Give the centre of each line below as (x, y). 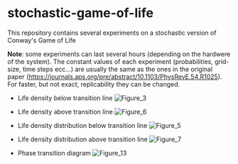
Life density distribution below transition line (82, 125)
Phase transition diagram (54, 153)
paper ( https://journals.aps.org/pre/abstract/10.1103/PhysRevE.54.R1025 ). (115, 77)
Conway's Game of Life (42, 40)
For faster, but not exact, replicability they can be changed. (94, 84)
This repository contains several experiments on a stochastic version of (112, 33)
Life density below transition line (65, 98)
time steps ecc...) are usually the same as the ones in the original (118, 69)
